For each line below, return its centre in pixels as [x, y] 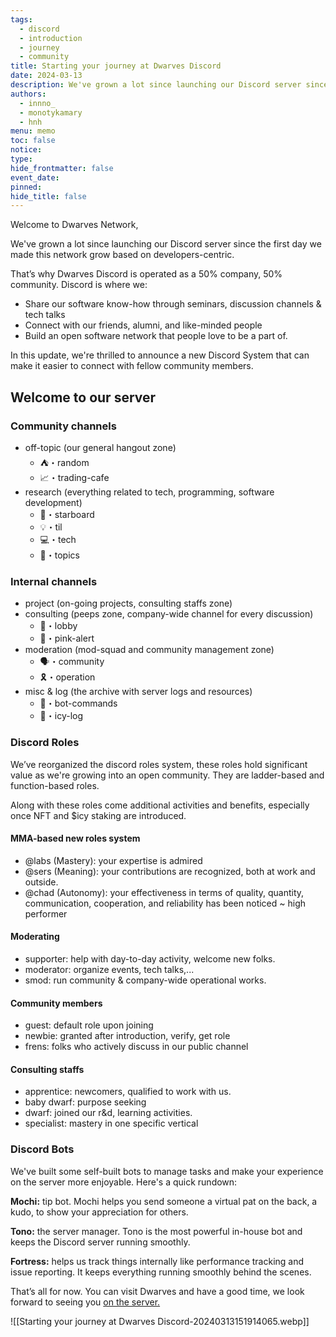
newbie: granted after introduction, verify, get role [127, 1036]
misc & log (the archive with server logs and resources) [138, 692]
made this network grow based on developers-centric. [122, 255]
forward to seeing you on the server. [85, 1302]
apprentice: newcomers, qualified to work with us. [128, 1092]
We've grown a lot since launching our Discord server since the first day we [166, 244]
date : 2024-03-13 [46, 76]
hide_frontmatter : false [62, 168]
